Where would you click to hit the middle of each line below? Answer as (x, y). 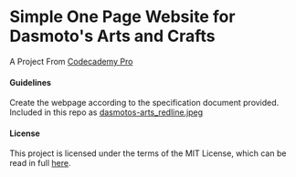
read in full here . (40, 163)
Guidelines (31, 82)
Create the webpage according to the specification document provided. (144, 103)
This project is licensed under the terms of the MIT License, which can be (148, 153)
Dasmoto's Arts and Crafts (112, 36)
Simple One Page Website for (122, 17)
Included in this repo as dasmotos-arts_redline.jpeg (106, 112)
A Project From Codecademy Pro (71, 61)
